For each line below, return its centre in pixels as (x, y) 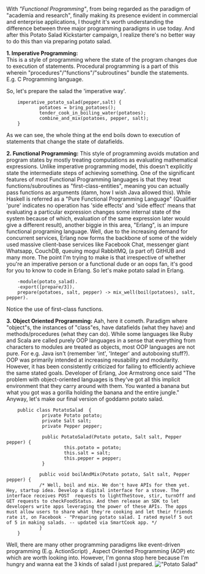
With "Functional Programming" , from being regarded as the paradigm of (99, 9)
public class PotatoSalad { (54, 410)
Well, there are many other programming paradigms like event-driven (93, 545)
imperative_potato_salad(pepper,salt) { (69, 102)
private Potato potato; (72, 416)
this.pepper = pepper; (93, 458)
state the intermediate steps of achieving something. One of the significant (101, 173)
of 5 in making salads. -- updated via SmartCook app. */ (82, 523)
